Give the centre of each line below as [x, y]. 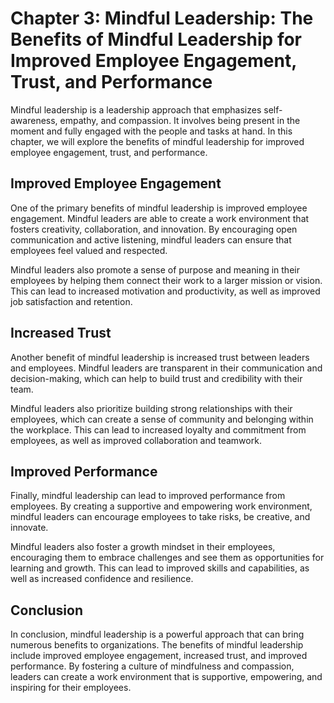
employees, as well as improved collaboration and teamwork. [136, 440]
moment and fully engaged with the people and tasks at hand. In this [151, 131]
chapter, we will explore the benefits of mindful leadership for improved [157, 141]
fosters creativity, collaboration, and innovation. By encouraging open [154, 229]
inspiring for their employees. [71, 688]
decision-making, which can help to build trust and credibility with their [156, 378]
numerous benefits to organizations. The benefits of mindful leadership [157, 645]
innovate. [29, 528]
